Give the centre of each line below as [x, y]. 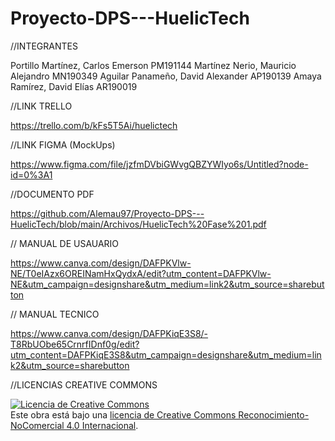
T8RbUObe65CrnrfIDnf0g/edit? [75, 344]
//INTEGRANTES [44, 46]
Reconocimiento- [274, 414]
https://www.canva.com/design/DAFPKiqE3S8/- [109, 333]
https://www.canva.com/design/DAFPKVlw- [101, 263]
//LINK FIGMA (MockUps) [63, 144]
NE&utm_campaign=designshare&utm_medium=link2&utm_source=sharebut [167, 284]
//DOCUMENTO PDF [52, 194]
